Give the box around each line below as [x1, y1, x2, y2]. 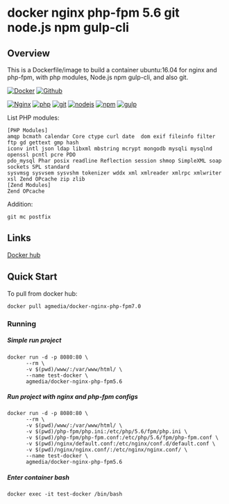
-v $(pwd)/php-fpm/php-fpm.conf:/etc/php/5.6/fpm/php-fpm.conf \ [25, 434, 219, 441]
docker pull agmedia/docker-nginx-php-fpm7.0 [7, 302, 141, 310]
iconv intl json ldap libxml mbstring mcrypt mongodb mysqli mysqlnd [7, 145, 213, 152]
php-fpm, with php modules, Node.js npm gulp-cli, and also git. [7, 73, 189, 81]
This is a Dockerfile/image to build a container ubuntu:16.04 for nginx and [7, 66, 217, 74]
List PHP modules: [7, 113, 60, 122]
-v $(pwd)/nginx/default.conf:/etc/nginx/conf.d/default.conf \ [25, 440, 216, 448]
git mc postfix [7, 213, 51, 220]
